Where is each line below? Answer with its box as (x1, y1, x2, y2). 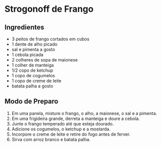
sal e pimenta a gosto (11, 47, 55, 52)
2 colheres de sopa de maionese (11, 57, 78, 62)
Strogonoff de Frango (4, 3, 94, 15)
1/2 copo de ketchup (11, 67, 53, 73)
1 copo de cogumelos (11, 73, 55, 78)
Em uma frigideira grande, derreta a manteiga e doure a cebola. (11, 116, 140, 121)
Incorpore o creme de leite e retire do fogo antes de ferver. (11, 131, 131, 137)
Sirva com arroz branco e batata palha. (11, 136, 91, 142)
